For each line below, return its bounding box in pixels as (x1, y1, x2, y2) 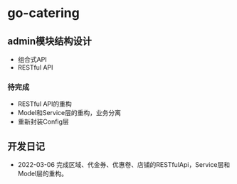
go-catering (7, 5, 80, 21)
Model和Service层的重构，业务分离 (17, 109, 122, 117)
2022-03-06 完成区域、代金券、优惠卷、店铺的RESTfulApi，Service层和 (17, 161, 230, 169)
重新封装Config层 (17, 117, 69, 126)
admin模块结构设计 (7, 35, 93, 47)
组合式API (17, 55, 48, 63)
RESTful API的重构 (17, 99, 73, 108)
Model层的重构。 (17, 169, 68, 178)
